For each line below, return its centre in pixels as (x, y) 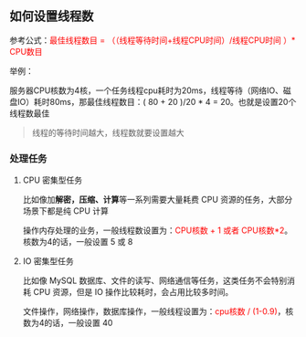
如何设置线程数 (52, 16)
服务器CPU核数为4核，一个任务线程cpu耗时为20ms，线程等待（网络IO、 (146, 90)
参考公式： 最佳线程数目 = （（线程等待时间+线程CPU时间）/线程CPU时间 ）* (153, 40)
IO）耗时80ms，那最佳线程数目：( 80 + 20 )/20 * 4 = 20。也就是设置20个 (157, 101)
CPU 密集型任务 (53, 180)
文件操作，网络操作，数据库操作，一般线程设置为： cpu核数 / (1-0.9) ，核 (158, 311)
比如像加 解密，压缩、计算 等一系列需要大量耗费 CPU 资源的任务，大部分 (158, 200)
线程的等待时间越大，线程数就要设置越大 (108, 132)
